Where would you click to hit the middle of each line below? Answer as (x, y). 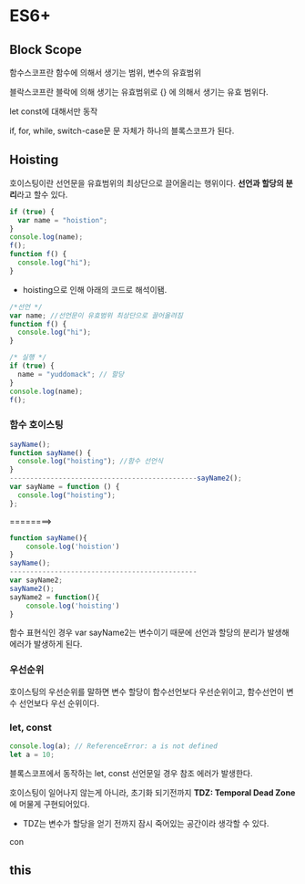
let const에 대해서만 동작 (54, 111)
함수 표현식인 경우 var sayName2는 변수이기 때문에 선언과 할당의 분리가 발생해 (149, 633)
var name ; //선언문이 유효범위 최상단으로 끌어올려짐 (97, 316)
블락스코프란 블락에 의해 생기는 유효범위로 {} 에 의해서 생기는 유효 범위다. (139, 92)
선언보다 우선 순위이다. (59, 702)
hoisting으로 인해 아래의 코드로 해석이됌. (95, 289)
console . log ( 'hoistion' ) (73, 546)
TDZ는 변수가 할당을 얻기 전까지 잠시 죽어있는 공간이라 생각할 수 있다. (146, 823)
